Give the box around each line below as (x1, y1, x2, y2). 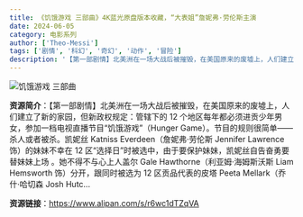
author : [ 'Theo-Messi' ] (9, 38, 99, 48)
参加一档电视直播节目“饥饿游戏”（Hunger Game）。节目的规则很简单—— (24, 122, 293, 133)
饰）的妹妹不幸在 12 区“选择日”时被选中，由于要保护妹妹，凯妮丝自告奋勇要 (9, 145, 290, 156)
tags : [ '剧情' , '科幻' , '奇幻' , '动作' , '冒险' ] (9, 47, 182, 56)
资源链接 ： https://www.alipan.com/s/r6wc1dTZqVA (9, 198, 200, 208)
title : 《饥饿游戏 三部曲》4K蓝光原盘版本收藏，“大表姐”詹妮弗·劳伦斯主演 (9, 13, 257, 23)
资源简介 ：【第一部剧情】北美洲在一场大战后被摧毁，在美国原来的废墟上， (9, 100, 282, 111)
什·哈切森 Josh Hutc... (9, 179, 91, 189)
